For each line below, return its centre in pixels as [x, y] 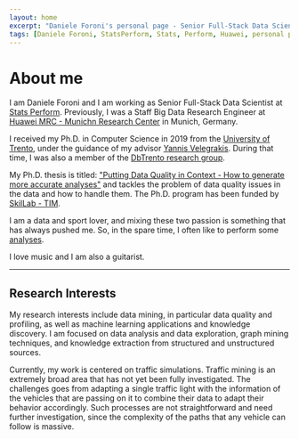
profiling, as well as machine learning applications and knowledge [130, 324]
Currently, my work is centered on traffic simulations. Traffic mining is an [142, 370]
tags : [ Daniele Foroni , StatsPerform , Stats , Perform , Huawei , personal [147, 34]
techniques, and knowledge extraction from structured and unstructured [142, 343]
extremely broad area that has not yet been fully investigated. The [130, 379]
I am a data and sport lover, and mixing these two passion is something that [148, 221]
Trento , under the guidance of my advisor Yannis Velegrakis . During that [141, 149]
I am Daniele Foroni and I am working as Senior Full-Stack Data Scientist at [146, 102]
